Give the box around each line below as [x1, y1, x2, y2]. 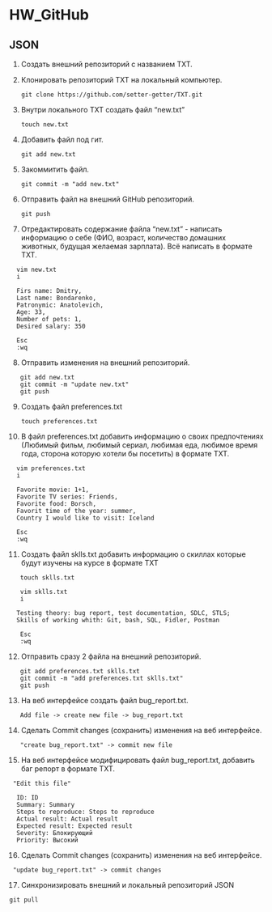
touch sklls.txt [19, 574, 75, 582]
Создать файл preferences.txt [20, 402, 123, 411]
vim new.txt [16, 265, 57, 274]
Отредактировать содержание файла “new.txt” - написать [20, 224, 223, 234]
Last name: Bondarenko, [16, 294, 96, 302]
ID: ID [16, 794, 39, 802]
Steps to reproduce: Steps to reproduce [16, 808, 155, 816]
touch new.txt [20, 121, 69, 129]
